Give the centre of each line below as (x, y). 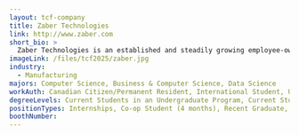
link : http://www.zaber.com (61, 34)
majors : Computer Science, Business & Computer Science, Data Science (143, 83)
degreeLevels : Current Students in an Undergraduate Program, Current (143, 100)
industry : (28, 67)
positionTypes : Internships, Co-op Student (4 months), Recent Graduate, (149, 108)
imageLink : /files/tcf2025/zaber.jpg (79, 59)
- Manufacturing (47, 75)
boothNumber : (33, 116)
